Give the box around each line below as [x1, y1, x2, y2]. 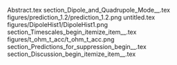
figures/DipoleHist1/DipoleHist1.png [7, 21, 109, 28]
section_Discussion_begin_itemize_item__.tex [7, 50, 136, 58]
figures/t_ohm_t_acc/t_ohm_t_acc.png [7, 35, 115, 44]
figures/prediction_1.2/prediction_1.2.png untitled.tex [7, 13, 156, 21]
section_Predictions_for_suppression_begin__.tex [7, 43, 147, 50]
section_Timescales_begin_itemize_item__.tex [7, 28, 137, 36]
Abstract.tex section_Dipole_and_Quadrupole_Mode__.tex [7, 6, 171, 14]
